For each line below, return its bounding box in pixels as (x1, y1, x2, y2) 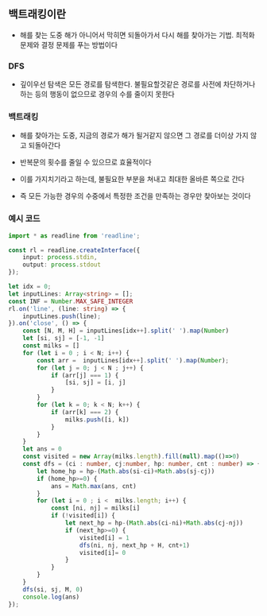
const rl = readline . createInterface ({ (8, 246, 141, 254)
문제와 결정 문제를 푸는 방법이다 (19, 40, 118, 49)
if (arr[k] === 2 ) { (50, 408, 119, 416)
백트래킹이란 (8, 7, 66, 21)
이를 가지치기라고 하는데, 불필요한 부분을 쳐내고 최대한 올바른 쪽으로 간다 (19, 174, 245, 184)
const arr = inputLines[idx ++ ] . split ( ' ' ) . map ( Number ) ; (37, 356, 230, 364)
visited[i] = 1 (79, 533, 130, 542)
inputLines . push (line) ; (22, 312, 102, 320)
